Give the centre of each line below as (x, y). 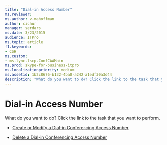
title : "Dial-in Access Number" (39, 10)
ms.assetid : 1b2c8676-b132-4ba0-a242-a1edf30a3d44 (59, 75)
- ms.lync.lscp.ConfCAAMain (34, 61)
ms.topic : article (24, 42)
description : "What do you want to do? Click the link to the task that (82, 79)
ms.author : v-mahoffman (30, 19)
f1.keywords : (19, 47)
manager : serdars (23, 28)
